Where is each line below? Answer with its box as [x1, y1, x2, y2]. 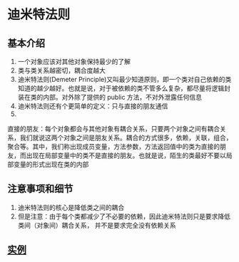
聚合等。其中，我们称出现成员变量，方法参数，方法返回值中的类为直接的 [7, 142, 220, 150]
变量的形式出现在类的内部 [13, 160, 89, 168]
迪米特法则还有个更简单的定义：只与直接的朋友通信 [17, 102, 168, 110]
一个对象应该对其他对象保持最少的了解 [17, 58, 131, 65]
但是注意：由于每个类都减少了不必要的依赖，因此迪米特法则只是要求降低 [17, 211, 230, 221]
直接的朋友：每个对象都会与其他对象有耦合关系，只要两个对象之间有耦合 [7, 125, 220, 132]
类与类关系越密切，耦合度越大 [17, 66, 106, 75]
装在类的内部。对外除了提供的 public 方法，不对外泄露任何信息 [17, 93, 202, 101]
